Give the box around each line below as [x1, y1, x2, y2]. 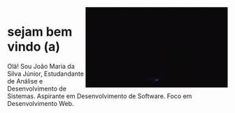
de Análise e [7, 77, 43, 85]
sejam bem [7, 24, 73, 40]
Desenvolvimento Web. [7, 99, 74, 107]
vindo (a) [7, 39, 61, 55]
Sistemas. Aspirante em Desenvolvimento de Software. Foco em [7, 91, 192, 100]
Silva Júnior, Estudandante [7, 69, 84, 78]
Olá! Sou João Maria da [7, 62, 75, 70]
